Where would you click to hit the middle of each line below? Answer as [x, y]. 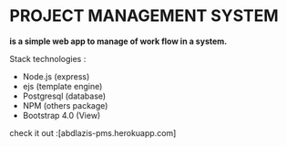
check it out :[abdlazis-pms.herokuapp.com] [93, 132]
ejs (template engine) [62, 86]
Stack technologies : [48, 58]
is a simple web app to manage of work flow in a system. [118, 41]
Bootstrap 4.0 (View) [61, 115]
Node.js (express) [56, 76]
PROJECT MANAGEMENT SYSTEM [144, 16]
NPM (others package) [65, 105]
